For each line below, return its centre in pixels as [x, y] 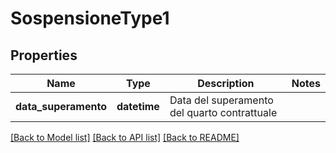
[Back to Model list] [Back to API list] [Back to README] [125, 137]
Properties [44, 55]
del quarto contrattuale [223, 112]
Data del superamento [221, 100]
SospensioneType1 [90, 18]
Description [226, 83]
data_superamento [61, 106]
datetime [138, 106]
